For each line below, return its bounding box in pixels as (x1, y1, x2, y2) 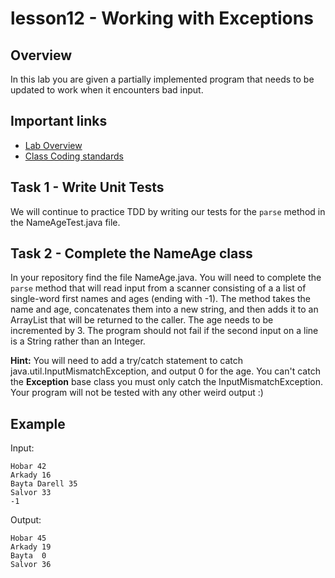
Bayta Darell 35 (10, 479, 78, 489)
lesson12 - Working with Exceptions (10, 7, 314, 30)
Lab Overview (24, 139, 83, 151)
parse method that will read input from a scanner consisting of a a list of (10, 282, 307, 294)
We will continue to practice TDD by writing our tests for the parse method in (10, 205, 326, 217)
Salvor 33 (10, 488, 52, 498)
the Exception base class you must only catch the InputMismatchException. (10, 376, 323, 388)
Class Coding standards (24, 150, 124, 162)
